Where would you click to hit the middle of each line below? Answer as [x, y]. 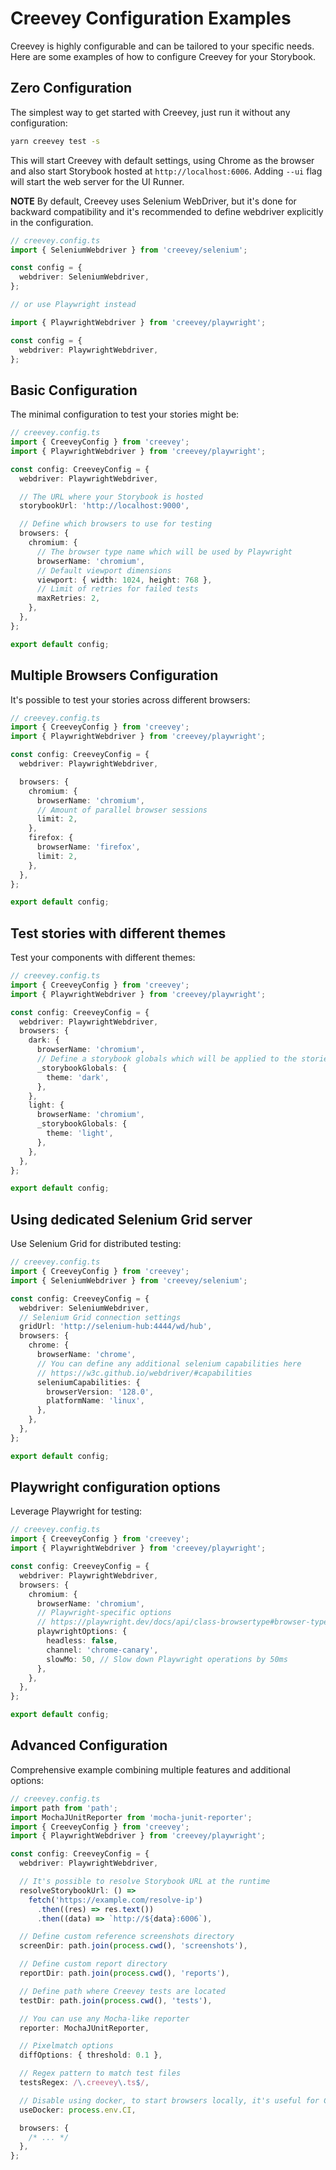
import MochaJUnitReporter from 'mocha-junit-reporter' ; [131, 1817]
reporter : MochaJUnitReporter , [84, 2028]
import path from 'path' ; [64, 1808]
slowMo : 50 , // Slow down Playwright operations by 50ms [167, 1659]
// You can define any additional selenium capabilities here [169, 1363]
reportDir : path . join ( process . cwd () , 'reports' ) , [124, 1973]
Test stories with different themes [118, 933]
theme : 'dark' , [78, 1077]
